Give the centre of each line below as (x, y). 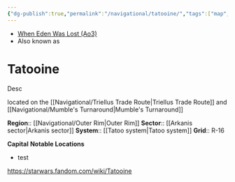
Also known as (38, 41)
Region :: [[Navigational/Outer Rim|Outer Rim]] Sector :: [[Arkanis (100, 123)
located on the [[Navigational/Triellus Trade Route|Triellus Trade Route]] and (117, 102)
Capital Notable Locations (46, 144)
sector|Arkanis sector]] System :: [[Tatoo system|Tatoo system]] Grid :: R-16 (116, 130)
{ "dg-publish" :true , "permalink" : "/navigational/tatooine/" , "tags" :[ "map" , (119, 14)
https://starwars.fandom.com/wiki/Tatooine (70, 171)
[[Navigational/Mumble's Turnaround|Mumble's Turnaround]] (95, 109)
